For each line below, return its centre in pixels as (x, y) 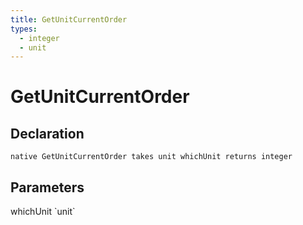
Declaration (47, 133)
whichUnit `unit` (43, 212)
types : (24, 29)
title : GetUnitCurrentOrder (69, 19)
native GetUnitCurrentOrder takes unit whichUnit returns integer (151, 157)
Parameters (47, 187)
